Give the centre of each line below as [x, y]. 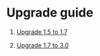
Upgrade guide [50, 13]
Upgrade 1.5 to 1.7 [42, 32]
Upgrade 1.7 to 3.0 [43, 45]
